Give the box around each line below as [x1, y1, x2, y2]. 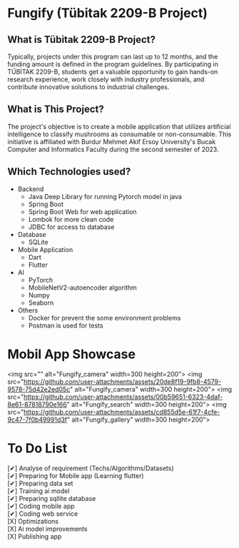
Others [17, 305, 39, 315]
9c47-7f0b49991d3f [7, 415, 68, 424]
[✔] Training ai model [7, 487, 70, 495]
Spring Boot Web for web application [28, 207, 137, 215]
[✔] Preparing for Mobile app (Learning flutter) [7, 471, 144, 479]
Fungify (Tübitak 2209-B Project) [7, 5, 208, 21]
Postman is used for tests [28, 321, 103, 330]
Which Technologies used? [7, 166, 131, 178]
